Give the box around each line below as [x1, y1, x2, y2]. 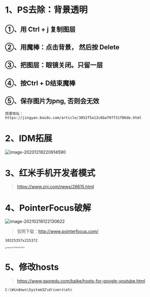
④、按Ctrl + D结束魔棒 [5, 79, 76, 87]
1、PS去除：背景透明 [5, 4, 88, 15]
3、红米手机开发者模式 [5, 167, 96, 178]
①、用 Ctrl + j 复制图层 [5, 25, 76, 33]
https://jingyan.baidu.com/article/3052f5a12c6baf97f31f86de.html [5, 115, 142, 120]
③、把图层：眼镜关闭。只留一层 [5, 61, 103, 69]
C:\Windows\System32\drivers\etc [5, 287, 73, 292]
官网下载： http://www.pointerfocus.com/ [16, 228, 99, 235]
